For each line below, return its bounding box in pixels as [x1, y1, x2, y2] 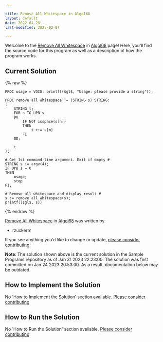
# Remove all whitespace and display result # [5, 192, 101, 197]
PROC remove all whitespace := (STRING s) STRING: [5, 98, 110, 103]
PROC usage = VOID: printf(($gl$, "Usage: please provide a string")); [5, 90, 153, 94]
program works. [5, 53, 37, 59]
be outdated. [5, 267, 31, 273]
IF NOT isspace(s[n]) [22, 119, 67, 124]
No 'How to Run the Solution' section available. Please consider [5, 326, 132, 332]
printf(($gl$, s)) [5, 200, 42, 205]
